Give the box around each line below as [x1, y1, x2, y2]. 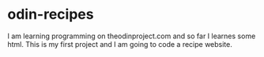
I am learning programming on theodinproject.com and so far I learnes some [7, 31, 256, 41]
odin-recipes [7, 5, 94, 23]
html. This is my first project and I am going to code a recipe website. [7, 39, 232, 48]
